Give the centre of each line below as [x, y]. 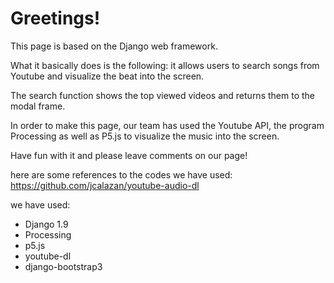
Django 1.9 [46, 224]
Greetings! [55, 18]
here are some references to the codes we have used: [121, 174]
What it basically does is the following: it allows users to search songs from [165, 65]
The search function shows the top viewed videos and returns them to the [162, 95]
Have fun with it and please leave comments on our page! [129, 155]
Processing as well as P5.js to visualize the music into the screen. [145, 136]
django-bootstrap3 [63, 266]
